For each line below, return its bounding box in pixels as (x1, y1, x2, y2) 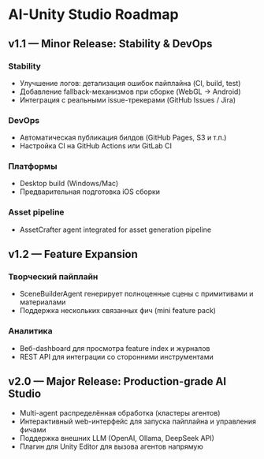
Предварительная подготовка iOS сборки (19, 187, 160, 196)
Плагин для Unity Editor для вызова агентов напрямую (19, 442, 203, 451)
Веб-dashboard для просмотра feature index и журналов (19, 343, 210, 353)
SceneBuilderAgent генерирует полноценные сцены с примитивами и (19, 289, 254, 299)
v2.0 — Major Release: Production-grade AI (8, 375, 227, 388)
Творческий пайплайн (8, 271, 99, 282)
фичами (19, 424, 46, 435)
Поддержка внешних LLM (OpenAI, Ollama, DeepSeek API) (19, 433, 215, 442)
